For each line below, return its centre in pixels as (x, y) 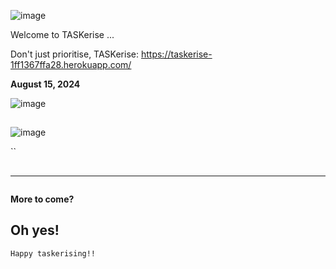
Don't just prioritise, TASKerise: (75, 54)
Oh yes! (35, 230)
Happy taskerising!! (53, 253)
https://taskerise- (176, 54)
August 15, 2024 (45, 84)
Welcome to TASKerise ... (62, 34)
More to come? (42, 199)
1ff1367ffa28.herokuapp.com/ (71, 64)
